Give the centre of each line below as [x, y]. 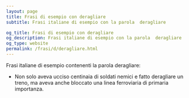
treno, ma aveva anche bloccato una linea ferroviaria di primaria [91, 82]
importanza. [29, 89]
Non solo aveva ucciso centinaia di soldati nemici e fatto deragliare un [99, 77]
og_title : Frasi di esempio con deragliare [60, 32]
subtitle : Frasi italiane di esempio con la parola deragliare [86, 22]
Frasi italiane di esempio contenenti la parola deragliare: [73, 65]
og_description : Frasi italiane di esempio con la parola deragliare [94, 38]
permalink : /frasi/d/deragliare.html [52, 49]
